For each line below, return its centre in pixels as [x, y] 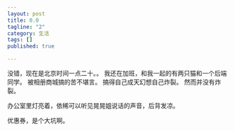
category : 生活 [28, 33]
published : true [31, 46]
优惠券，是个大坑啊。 [38, 120]
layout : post [26, 14]
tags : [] [20, 40]
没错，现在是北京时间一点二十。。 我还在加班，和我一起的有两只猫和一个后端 [117, 73]
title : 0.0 [23, 20]
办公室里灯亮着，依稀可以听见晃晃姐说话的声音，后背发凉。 [93, 105]
